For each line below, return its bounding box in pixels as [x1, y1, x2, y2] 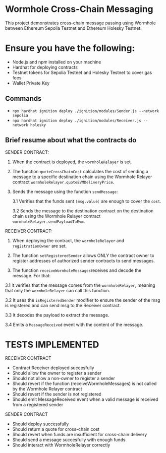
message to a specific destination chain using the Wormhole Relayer [12, 174, 152, 180]
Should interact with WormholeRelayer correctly [12, 442, 111, 448]
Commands [5, 94, 42, 103]
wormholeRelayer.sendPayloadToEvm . [12, 218, 85, 224]
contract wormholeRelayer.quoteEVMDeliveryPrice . [12, 179, 114, 185]
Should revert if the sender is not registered [12, 391, 102, 397]
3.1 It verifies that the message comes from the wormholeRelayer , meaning [5, 282, 156, 288]
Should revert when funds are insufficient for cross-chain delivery [12, 432, 147, 438]
